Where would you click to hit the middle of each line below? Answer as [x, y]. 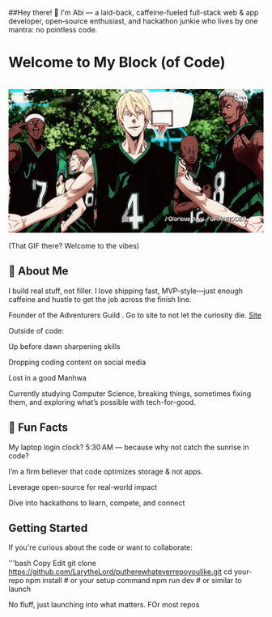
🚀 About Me [38, 271]
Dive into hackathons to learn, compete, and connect [97, 503]
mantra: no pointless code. [53, 30]
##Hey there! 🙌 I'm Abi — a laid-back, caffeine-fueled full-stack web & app [134, 13]
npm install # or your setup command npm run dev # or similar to [134, 581]
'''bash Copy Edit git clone [53, 564]
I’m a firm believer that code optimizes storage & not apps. [106, 471]
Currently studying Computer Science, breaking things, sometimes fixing [130, 394]
